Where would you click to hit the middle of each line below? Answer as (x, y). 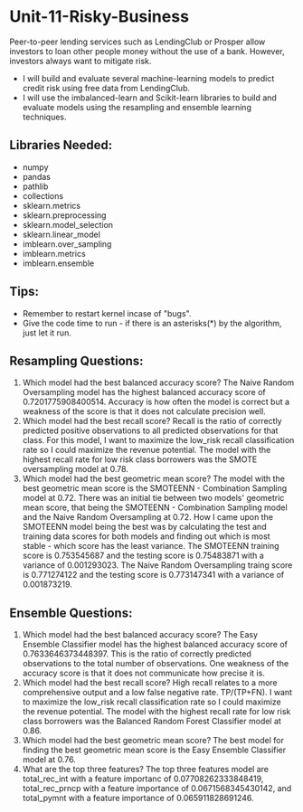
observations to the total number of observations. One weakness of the (156, 664)
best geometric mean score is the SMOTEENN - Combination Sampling (155, 488)
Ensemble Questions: (71, 613)
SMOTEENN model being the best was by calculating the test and (144, 527)
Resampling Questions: (76, 360)
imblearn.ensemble (58, 263)
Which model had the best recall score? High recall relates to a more (150, 683)
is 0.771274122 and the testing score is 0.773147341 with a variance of (153, 575)
